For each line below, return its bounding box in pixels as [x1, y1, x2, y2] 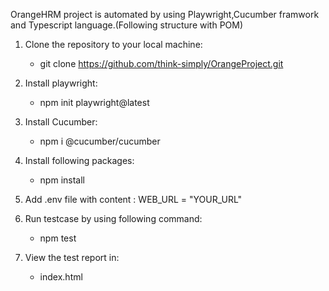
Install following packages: [24, 155, 135, 166]
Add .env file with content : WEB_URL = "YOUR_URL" [24, 194, 243, 205]
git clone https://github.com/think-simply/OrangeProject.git [39, 58, 284, 69]
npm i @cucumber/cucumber [39, 135, 161, 147]
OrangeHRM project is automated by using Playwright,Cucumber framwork [10, 9, 320, 20]
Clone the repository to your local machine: [24, 39, 203, 50]
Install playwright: [24, 77, 98, 89]
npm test [39, 232, 77, 244]
